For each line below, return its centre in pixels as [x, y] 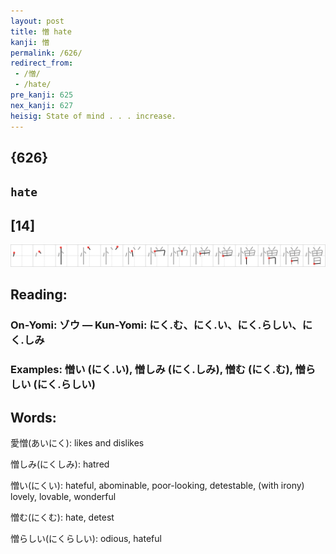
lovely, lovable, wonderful [63, 497]
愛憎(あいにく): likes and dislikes [77, 443]
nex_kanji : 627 [42, 105]
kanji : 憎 [30, 42]
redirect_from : [42, 63]
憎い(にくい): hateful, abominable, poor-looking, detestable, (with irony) [157, 486]
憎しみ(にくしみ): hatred [60, 464]
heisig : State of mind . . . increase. [93, 116]
